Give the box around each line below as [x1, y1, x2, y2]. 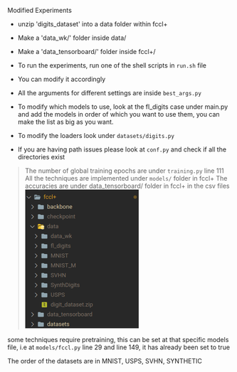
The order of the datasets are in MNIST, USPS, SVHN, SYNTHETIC [7, 357, 203, 365]
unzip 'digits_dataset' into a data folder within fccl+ [17, 20, 168, 28]
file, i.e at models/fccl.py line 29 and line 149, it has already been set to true [7, 343, 230, 351]
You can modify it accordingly [17, 75, 105, 83]
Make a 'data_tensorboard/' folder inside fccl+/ [17, 48, 156, 55]
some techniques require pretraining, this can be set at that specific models [7, 336, 229, 344]
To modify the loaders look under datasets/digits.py [17, 132, 174, 139]
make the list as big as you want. [17, 117, 114, 126]
